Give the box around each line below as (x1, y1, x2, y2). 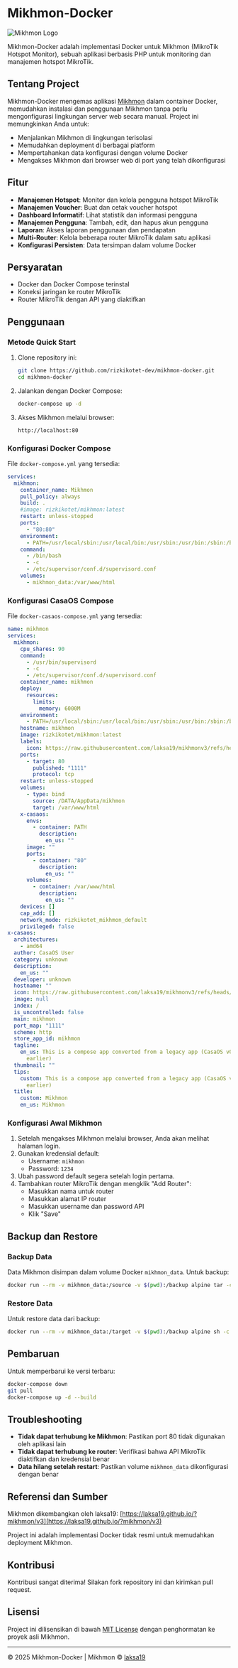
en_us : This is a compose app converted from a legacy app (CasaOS (20, 1048, 223, 1056)
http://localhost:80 (17, 426, 79, 434)
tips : (13, 1068, 30, 1075)
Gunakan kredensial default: (17, 1149, 101, 1158)
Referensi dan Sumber (7, 1490, 108, 1502)
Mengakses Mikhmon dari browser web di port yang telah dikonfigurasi (17, 156, 226, 164)
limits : (33, 698, 55, 705)
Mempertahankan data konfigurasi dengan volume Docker (17, 148, 188, 157)
